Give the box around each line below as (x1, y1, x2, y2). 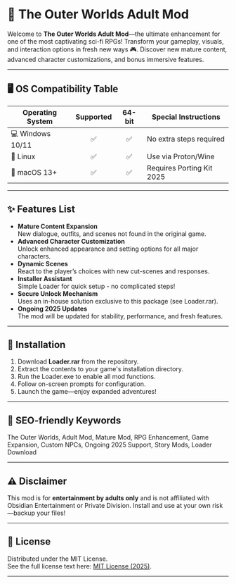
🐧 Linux (11, 151, 36, 161)
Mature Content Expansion (17, 222, 98, 230)
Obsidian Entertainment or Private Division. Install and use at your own (7, 502, 211, 509)
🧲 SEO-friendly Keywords (7, 414, 122, 426)
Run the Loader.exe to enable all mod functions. (17, 373, 156, 381)
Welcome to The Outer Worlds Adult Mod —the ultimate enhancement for (7, 30, 221, 38)
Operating (22, 107, 58, 117)
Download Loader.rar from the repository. (17, 357, 139, 366)
